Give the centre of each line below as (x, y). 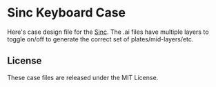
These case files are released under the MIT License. (83, 77)
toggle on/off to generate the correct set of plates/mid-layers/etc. (100, 39)
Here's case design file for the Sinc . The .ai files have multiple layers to (108, 32)
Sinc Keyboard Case (67, 13)
